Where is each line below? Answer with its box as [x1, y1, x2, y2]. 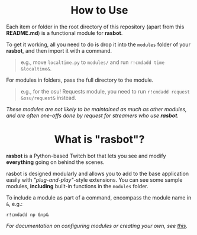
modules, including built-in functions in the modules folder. [6, 182, 149, 189]
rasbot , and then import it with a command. [6, 47, 112, 54]
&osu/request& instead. [20, 94, 77, 101]
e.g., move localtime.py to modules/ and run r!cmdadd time [20, 59, 164, 66]
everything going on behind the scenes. [6, 158, 105, 166]
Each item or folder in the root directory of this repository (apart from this [6, 23, 185, 30]
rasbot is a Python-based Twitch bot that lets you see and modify [6, 152, 166, 159]
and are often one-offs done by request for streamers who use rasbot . [6, 112, 179, 119]
